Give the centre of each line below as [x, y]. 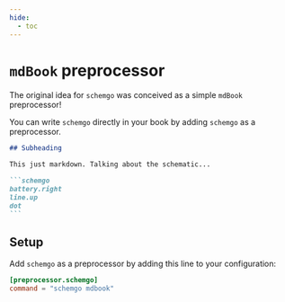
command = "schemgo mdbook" [62, 289]
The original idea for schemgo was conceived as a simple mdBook [126, 95]
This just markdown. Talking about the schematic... [110, 164]
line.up [24, 197]
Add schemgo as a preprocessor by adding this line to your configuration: [143, 264]
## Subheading [36, 148]
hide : [19, 18]
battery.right [36, 190]
